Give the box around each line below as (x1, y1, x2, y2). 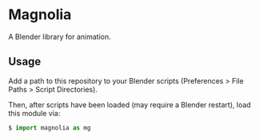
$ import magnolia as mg (8, 123, 91, 132)
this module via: (8, 108, 61, 118)
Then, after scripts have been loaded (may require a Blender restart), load (8, 99, 252, 109)
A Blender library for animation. (8, 32, 111, 41)
